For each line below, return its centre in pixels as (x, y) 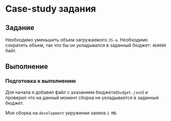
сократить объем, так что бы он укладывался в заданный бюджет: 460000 (86, 45)
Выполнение (27, 67)
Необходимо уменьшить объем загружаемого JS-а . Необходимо (77, 40)
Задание (20, 28)
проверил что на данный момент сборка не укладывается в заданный (82, 98)
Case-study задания (51, 9)
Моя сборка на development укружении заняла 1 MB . (61, 113)
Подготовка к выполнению (41, 81)
